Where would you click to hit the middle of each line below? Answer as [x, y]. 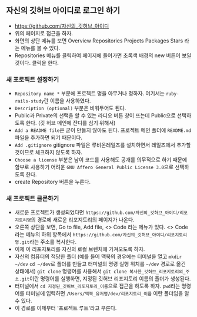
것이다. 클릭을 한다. [36, 62]
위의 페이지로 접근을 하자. [44, 33]
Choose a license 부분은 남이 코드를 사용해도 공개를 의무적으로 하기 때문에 [101, 160]
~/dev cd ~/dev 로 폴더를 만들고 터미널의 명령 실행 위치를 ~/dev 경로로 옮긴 [100, 264]
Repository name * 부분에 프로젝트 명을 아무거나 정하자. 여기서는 [89, 94]
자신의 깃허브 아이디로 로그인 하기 [63, 11]
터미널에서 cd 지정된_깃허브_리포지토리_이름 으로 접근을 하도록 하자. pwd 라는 [97, 286]
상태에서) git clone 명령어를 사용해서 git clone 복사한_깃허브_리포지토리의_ [100, 271]
